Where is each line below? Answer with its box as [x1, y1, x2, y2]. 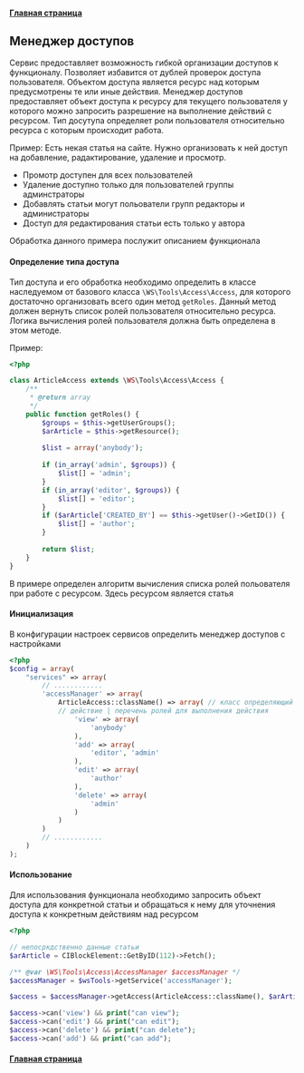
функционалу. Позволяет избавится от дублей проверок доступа [9, 67, 261, 78]
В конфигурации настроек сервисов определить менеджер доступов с [9, 629, 286, 639]
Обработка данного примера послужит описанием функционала [9, 236, 261, 247]
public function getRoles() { [25, 409, 140, 419]
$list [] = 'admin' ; [57, 469, 131, 478]
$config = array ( [9, 664, 75, 673]
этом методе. [9, 325, 62, 336]
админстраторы [22, 189, 85, 200]
